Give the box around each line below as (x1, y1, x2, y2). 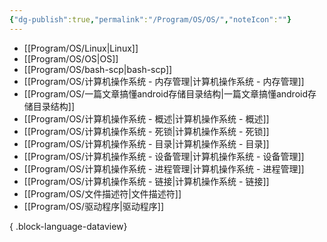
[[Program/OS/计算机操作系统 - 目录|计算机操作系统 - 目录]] (23, 137, 270, 150)
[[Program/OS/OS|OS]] (23, 52, 119, 65)
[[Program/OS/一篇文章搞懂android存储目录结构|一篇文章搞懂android (23, 87, 308, 100)
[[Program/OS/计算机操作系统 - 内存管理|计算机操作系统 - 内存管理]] (23, 75, 305, 87)
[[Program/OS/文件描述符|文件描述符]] (23, 187, 182, 200)
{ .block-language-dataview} (9, 220, 128, 232)
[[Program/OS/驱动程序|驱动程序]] (23, 200, 165, 212)
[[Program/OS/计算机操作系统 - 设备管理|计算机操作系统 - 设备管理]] (23, 150, 305, 162)
